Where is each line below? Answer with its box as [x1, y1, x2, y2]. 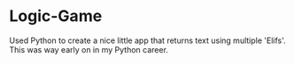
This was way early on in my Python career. [9, 44, 168, 54]
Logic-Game [9, 6, 103, 26]
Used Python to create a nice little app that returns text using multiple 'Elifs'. [9, 35, 286, 46]
